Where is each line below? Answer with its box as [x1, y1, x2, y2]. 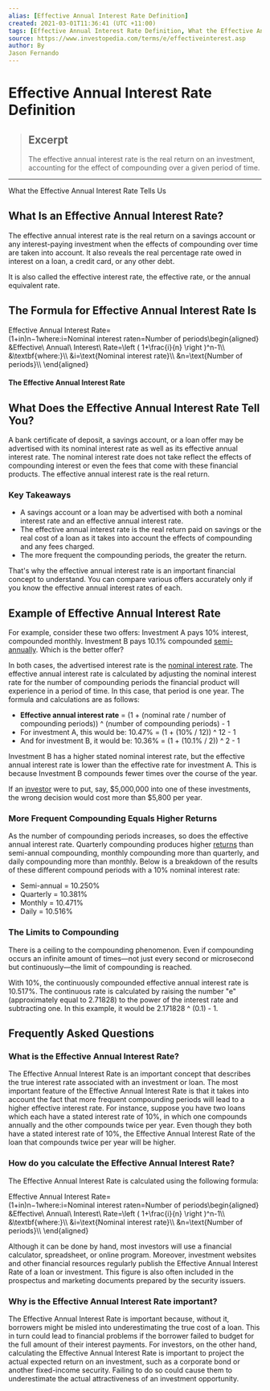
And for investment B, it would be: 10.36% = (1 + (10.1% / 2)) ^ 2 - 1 [19, 736, 240, 745]
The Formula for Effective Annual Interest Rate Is [8, 303, 257, 318]
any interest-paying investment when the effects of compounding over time [8, 239, 259, 249]
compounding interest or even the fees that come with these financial [8, 460, 239, 471]
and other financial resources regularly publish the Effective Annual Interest [8, 1258, 259, 1268]
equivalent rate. [8, 280, 60, 290]
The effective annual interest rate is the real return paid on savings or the [19, 525, 262, 535]
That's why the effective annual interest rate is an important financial [8, 566, 235, 576]
